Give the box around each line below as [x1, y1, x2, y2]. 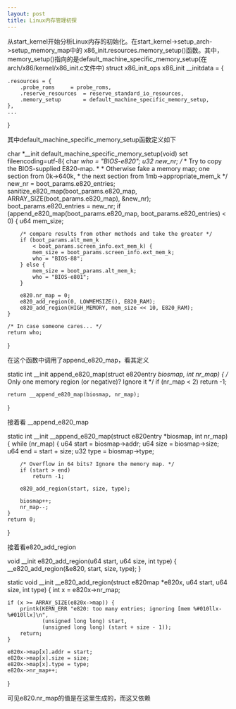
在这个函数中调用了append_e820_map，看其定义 [7, 356, 149, 364]
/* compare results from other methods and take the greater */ [20, 230, 213, 237]
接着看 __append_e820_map [7, 418, 89, 426]
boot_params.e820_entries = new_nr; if [7, 201, 121, 210]
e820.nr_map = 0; [20, 291, 71, 299]
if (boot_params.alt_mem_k [20, 237, 99, 244]
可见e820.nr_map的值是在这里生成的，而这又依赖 [7, 694, 151, 702]
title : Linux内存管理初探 [7, 17, 77, 24]
